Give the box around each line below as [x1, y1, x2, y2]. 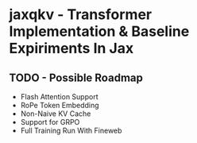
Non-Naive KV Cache [20, 109, 91, 118]
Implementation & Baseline [9, 22, 190, 41]
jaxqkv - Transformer [9, 6, 153, 24]
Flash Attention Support [20, 92, 98, 101]
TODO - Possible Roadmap [9, 71, 144, 84]
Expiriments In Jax [9, 40, 134, 57]
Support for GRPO [20, 118, 80, 126]
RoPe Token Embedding [20, 101, 99, 110]
